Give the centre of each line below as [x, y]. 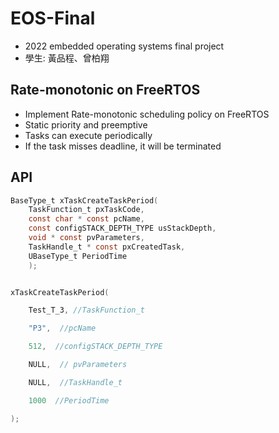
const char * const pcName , [86, 219]
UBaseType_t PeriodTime [78, 256]
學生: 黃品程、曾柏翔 [67, 58]
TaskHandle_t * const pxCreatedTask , [107, 247]
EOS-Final [53, 18]
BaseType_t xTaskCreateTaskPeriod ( [84, 200]
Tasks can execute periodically [88, 135]
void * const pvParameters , [86, 238]
